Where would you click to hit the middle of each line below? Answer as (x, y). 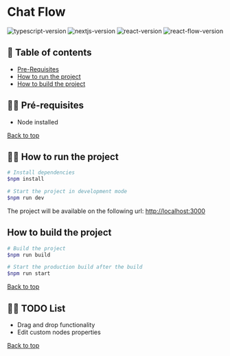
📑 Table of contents (49, 53)
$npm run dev (26, 198)
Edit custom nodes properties (59, 332)
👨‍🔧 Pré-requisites (46, 105)
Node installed (37, 122)
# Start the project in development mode (67, 192)
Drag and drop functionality (56, 325)
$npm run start (29, 274)
